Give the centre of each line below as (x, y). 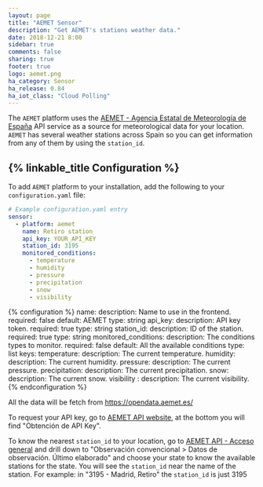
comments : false (35, 52)
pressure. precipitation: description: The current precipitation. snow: (119, 371)
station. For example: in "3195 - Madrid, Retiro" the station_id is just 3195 (128, 474)
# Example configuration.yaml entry (68, 210)
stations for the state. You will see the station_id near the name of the (122, 466)
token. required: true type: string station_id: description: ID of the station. (126, 329)
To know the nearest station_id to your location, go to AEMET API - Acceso (131, 441)
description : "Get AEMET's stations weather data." (94, 30)
